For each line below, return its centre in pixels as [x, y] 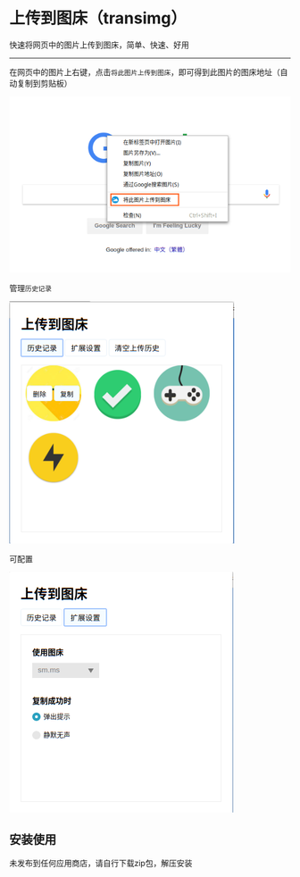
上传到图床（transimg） [98, 18]
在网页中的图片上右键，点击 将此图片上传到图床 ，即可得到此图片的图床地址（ [145, 71]
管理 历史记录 [30, 288]
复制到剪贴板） [44, 83]
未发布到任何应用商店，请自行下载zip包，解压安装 [101, 863]
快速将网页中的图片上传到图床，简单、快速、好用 [99, 45]
